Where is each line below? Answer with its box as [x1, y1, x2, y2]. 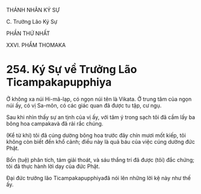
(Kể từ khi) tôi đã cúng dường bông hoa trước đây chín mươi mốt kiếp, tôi [6, 131, 187, 139]
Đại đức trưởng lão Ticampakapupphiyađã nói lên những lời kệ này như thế [6, 174, 191, 181]
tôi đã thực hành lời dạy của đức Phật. [6, 163, 100, 170]
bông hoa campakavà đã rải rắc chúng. [6, 120, 104, 127]
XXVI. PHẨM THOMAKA [6, 42, 66, 48]
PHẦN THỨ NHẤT [6, 30, 50, 37]
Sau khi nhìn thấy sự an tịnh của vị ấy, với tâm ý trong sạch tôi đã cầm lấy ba [6, 113, 196, 121]
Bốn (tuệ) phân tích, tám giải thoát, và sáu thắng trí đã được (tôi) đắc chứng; [6, 156, 194, 163]
